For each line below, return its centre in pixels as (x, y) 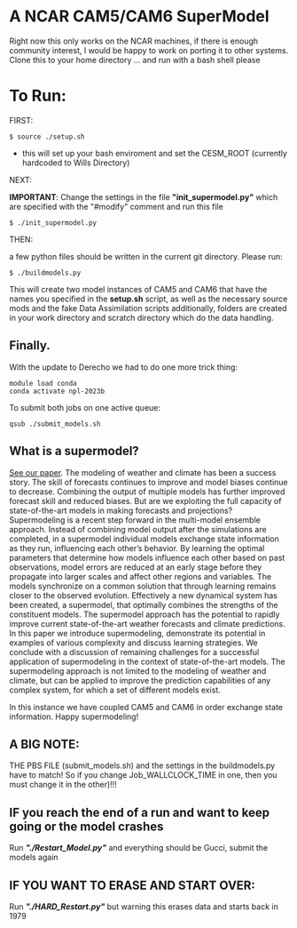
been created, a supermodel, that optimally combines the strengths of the (144, 604)
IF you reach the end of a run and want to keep (140, 812)
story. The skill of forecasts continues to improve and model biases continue (148, 482)
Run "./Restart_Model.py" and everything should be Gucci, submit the (139, 848)
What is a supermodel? (74, 451)
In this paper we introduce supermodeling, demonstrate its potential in (137, 633)
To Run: (38, 96)
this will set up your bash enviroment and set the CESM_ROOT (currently (155, 153)
